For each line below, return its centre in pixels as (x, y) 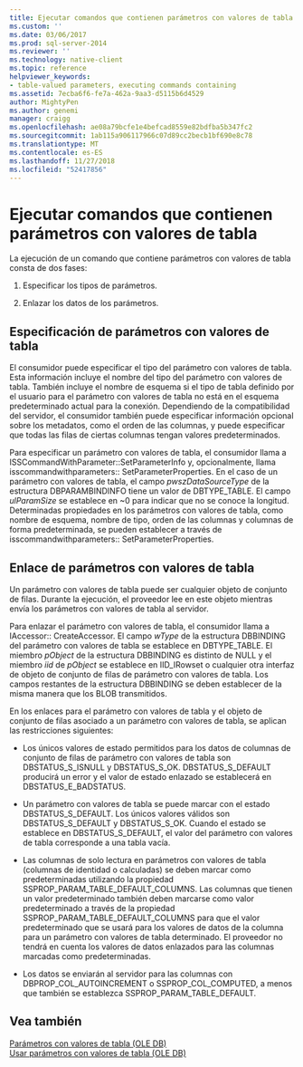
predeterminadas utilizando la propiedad (98, 879)
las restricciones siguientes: (62, 730)
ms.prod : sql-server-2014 (58, 43)
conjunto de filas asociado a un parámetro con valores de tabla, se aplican (148, 720)
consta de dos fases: (48, 268)
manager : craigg (40, 119)
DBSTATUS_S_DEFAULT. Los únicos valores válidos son (126, 813)
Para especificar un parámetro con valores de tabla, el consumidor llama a (148, 453)
